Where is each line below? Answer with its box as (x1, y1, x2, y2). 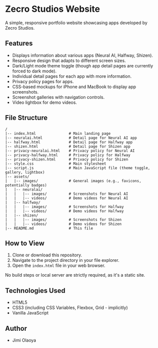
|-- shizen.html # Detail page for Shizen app (5, 144, 131, 149)
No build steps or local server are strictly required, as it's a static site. (5, 272, 146, 278)
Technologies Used (5, 286, 65, 295)
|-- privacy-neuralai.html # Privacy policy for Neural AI (5, 148, 135, 153)
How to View (5, 239, 45, 247)
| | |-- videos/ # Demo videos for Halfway (5, 208, 124, 214)
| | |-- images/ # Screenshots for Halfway (5, 204, 124, 209)
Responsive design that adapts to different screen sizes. (12, 58, 126, 63)
